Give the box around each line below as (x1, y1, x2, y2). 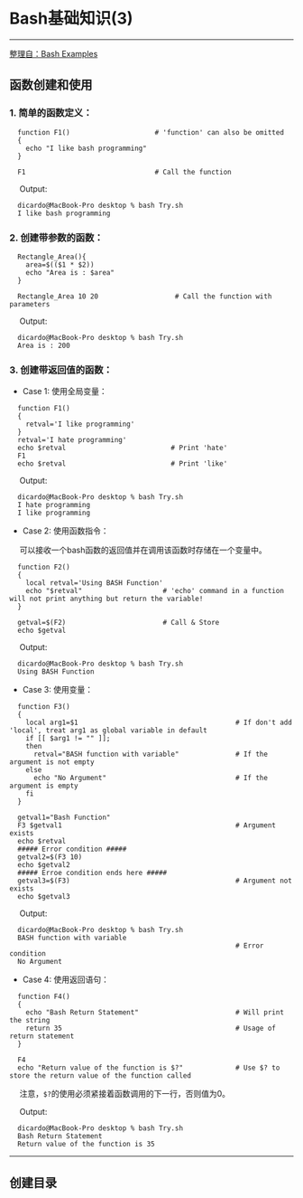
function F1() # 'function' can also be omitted (17, 127, 284, 137)
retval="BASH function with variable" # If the (32, 750, 269, 759)
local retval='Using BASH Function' (25, 579, 164, 588)
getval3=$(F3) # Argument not (17, 876, 293, 886)
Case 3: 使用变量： (22, 684, 93, 695)
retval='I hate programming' (17, 436, 127, 445)
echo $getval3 (17, 892, 70, 901)
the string (9, 1016, 50, 1025)
